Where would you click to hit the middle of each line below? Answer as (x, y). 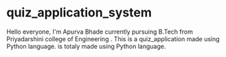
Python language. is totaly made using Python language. (86, 46)
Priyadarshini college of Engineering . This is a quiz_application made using (113, 38)
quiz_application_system (79, 13)
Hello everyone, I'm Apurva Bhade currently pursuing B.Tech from (100, 32)
